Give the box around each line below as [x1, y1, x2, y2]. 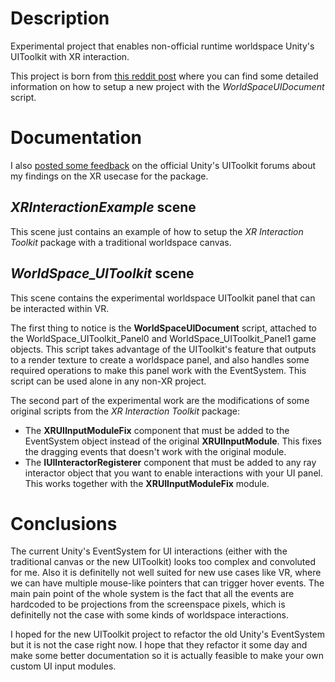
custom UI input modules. [10, 660, 117, 672]
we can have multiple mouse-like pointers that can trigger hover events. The [10, 577, 325, 589]
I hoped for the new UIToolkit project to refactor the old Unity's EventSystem [10, 628, 326, 641]
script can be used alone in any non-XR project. [10, 375, 207, 387]
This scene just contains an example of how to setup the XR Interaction [10, 225, 304, 237]
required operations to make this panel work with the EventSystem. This [10, 364, 307, 376]
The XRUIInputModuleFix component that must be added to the [24, 424, 290, 436]
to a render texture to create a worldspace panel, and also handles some [10, 353, 310, 366]
